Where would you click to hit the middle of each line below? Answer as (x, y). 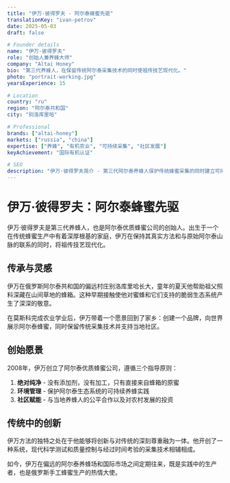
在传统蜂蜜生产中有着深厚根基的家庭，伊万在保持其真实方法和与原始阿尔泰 (112, 236)
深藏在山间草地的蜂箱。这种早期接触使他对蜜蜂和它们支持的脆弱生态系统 (115, 295)
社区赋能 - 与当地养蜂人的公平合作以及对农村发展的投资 (95, 399)
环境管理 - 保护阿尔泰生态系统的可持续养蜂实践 (83, 391)
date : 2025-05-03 (32, 26)
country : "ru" (27, 102)
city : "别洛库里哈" (32, 115)
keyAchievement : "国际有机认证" (50, 152)
